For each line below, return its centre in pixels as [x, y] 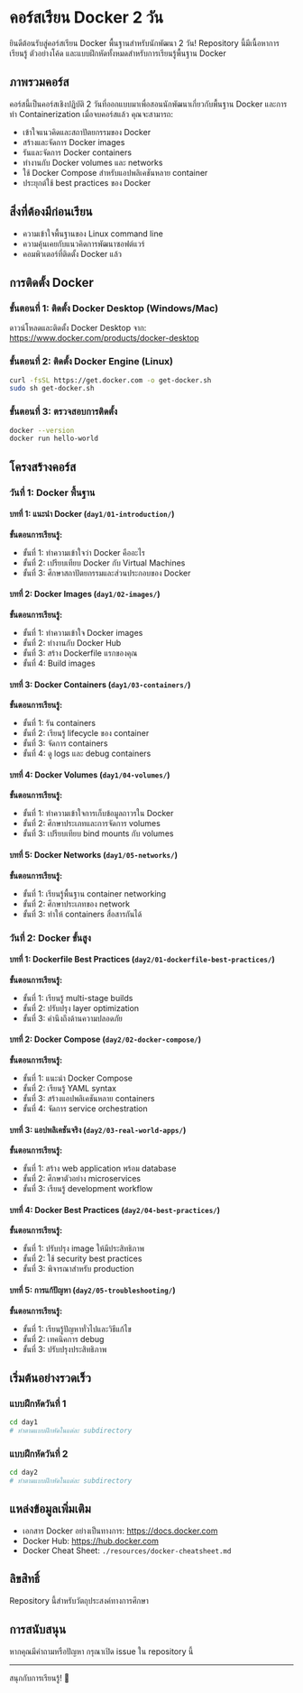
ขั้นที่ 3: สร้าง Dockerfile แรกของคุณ [80, 653]
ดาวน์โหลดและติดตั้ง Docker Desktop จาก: [78, 328]
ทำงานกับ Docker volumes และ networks [92, 162]
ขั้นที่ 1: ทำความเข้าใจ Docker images [83, 633]
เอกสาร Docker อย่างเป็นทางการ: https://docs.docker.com [120, 1531]
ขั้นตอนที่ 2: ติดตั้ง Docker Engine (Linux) [92, 362]
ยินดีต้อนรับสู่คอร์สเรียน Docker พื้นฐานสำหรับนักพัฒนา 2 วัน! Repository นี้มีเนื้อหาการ [144, 42]
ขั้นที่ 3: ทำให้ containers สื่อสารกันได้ [82, 914]
